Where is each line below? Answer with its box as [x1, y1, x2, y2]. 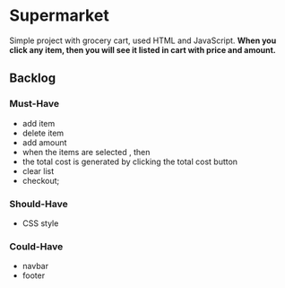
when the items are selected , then [22, 146, 151, 157]
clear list [22, 165, 55, 176]
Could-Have [9, 240, 64, 252]
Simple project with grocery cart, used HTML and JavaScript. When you [9, 35, 277, 46]
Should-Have [9, 197, 69, 210]
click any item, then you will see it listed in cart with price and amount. [9, 44, 276, 55]
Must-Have [9, 98, 60, 110]
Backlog [9, 71, 56, 86]
